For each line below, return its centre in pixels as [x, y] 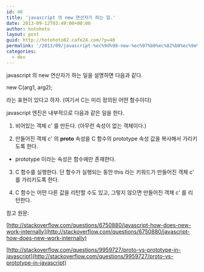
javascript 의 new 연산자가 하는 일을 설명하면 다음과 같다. [75, 75]
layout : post [23, 35]
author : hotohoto [28, 29]
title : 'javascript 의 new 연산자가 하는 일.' [61, 18]
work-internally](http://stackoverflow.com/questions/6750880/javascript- [98, 231]
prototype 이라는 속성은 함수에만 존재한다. [66, 159]
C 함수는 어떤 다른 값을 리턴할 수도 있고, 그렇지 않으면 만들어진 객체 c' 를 [101, 192]
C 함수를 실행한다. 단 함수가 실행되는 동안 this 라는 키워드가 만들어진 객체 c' [104, 172]
